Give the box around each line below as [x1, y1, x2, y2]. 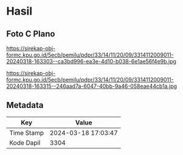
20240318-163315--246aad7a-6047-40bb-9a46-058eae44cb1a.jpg [6, 82, 178, 90]
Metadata [6, 100, 44, 110]
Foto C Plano [6, 29, 55, 39]
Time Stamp [9, 128, 44, 137]
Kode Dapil [9, 139, 41, 147]
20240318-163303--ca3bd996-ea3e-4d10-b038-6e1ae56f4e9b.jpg [6, 58, 176, 65]
